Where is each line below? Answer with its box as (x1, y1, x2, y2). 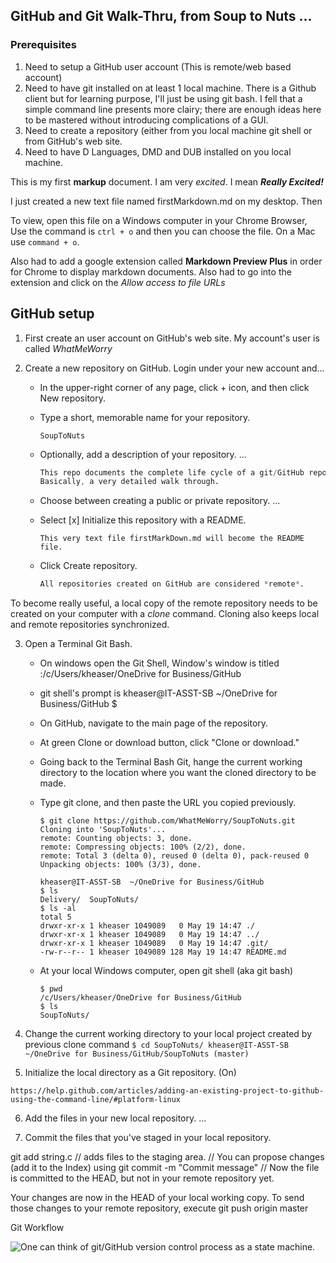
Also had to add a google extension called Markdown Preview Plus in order (10, 255, 323, 267)
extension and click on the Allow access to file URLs (10, 276, 226, 288)
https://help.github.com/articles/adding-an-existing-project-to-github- (10, 1086, 325, 1096)
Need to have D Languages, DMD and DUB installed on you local (24, 145, 292, 158)
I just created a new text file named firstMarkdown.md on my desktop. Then (10, 195, 323, 207)
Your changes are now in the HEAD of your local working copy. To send (10, 1192, 305, 1204)
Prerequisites (10, 38, 77, 52)
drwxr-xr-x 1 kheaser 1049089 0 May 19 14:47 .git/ (39, 939, 269, 949)
